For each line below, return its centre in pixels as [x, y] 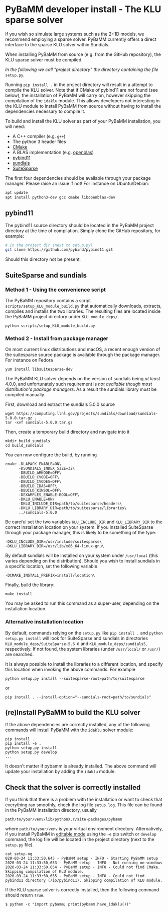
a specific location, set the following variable [51, 566]
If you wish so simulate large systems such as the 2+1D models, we [75, 34]
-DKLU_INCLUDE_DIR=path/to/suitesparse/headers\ [70, 504]
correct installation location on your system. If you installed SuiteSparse [79, 527]
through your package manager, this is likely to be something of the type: [81, 533]
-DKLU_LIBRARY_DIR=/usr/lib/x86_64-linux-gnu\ [55, 546]
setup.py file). [20, 845]
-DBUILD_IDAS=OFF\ [38, 486]
